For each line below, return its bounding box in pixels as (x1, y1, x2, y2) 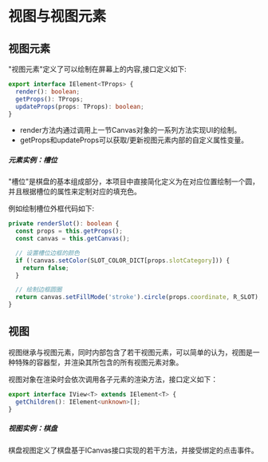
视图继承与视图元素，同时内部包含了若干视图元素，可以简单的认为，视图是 (8, 347, 253, 356)
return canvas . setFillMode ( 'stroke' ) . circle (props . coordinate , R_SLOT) (15, 293, 259, 301)
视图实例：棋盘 (8, 424, 57, 433)
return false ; (22, 264, 69, 272)
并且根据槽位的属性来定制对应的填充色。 (8, 187, 141, 197)
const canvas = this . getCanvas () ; (15, 235, 130, 243)
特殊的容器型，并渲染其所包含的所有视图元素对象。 (14, 357, 183, 367)
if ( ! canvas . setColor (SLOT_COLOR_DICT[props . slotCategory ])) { (15, 257, 230, 265)
